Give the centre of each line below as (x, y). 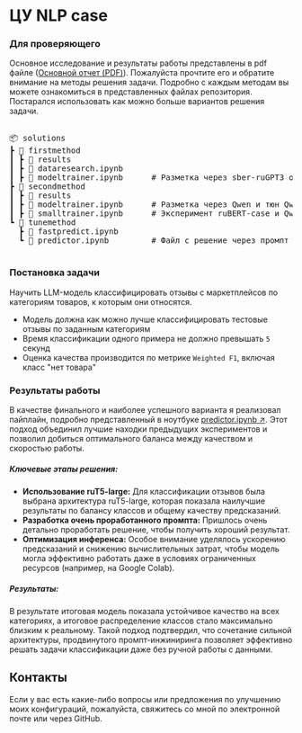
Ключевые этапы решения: (64, 469)
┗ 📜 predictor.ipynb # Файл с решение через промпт (154, 241)
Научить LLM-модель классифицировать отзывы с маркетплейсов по (144, 292)
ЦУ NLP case (58, 16)
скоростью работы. (47, 448)
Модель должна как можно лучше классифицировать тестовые (145, 319)
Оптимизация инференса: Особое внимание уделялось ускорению (154, 540)
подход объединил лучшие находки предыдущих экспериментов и (138, 429)
